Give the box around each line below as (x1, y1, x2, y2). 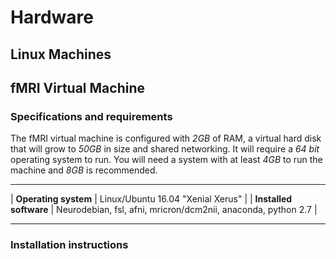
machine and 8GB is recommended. (10, 164, 158, 176)
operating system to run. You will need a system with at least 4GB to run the (10, 154, 323, 166)
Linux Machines (10, 46, 112, 63)
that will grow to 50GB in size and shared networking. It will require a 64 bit (10, 143, 320, 155)
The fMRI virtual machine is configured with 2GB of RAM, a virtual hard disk (10, 132, 322, 145)
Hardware (10, 6, 94, 29)
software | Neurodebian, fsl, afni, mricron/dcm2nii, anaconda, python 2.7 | (10, 204, 318, 216)
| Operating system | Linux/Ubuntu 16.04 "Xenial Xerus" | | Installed (10, 193, 293, 205)
